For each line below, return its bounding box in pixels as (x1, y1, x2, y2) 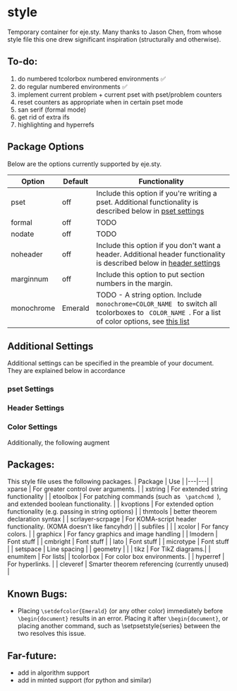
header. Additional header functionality (96, 249, 226, 259)
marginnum (11, 273, 49, 283)
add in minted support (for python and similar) (17, 675, 152, 684)
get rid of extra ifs (17, 112, 70, 121)
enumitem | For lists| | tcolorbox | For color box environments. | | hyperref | (7, 553, 225, 561)
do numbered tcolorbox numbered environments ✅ (17, 74, 166, 83)
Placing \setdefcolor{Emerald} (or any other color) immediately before (17, 607, 224, 615)
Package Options (7, 141, 85, 153)
